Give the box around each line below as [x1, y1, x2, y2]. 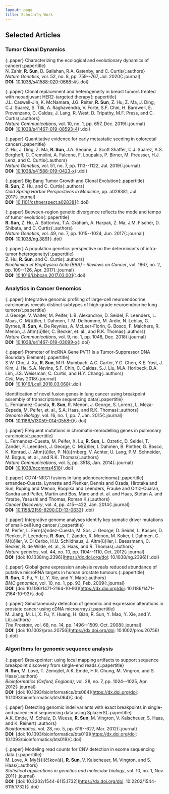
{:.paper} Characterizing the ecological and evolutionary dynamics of [5, 58, 149, 64]
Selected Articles [5, 31, 61, 39]
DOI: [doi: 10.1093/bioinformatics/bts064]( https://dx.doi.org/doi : [5, 689, 138, 695]
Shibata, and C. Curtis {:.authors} [5, 225, 73, 231]
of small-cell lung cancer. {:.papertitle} [5, 522, 84, 528]
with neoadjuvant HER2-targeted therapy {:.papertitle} [5, 94, 117, 100]
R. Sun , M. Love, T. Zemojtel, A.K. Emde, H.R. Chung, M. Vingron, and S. [5, 667, 155, 673]
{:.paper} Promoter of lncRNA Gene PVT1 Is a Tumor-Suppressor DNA [5, 349, 150, 355]
